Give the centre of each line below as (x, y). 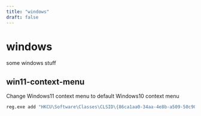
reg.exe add (21, 107)
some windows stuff (31, 63)
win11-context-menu (45, 82)
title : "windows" (28, 12)
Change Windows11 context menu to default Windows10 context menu (93, 96)
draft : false (22, 17)
